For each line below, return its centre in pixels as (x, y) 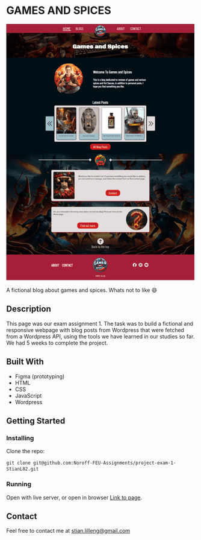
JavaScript (28, 395)
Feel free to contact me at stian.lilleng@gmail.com (68, 531)
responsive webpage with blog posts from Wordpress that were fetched (95, 330)
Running (19, 484)
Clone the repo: (26, 451)
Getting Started (36, 421)
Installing (20, 438)
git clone (19, 463)
